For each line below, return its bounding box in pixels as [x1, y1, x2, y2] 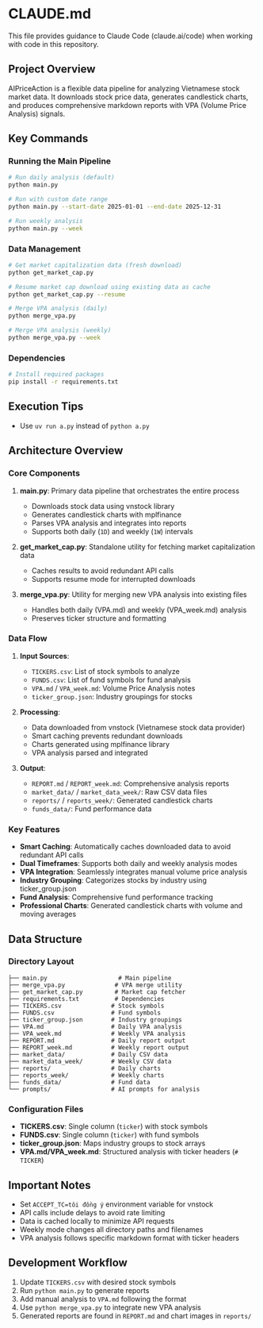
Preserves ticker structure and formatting [31, 613, 166, 623]
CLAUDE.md [8, 5, 92, 23]
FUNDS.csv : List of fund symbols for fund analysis [31, 675, 192, 684]
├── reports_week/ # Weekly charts [8, 1071, 165, 1080]
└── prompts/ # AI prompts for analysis [8, 1085, 200, 1093]
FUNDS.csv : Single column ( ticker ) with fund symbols [19, 1130, 200, 1140]
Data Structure [8, 932, 83, 945]
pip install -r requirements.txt [8, 378, 119, 386]
